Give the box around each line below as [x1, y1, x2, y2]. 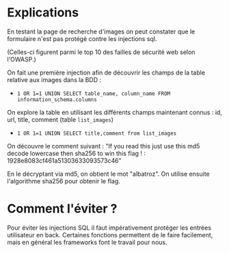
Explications [7, 5, 79, 21]
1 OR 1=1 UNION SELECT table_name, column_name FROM [16, 90, 171, 97]
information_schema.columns [16, 96, 97, 103]
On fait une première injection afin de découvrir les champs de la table [7, 68, 206, 77]
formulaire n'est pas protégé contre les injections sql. [7, 34, 157, 42]
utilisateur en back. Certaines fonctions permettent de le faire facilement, [7, 230, 213, 239]
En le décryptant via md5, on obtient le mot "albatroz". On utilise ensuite [7, 170, 210, 178]
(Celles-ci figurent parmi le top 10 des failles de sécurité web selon [7, 48, 196, 56]
